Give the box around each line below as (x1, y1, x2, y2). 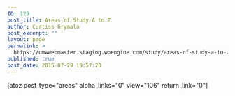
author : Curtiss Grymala (7, 23, 80, 30)
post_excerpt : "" (7, 29, 58, 37)
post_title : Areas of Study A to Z (7, 17, 111, 24)
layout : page (7, 36, 45, 43)
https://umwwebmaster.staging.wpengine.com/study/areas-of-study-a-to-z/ (13, 49, 233, 56)
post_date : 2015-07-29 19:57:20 (7, 62, 101, 69)
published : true (7, 56, 55, 63)
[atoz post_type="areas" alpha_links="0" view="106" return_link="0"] (7, 81, 208, 89)
